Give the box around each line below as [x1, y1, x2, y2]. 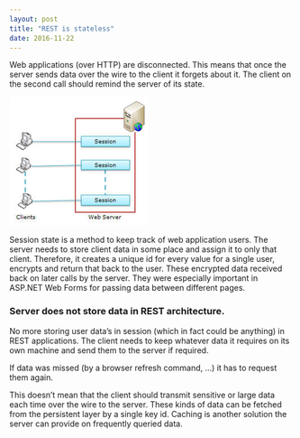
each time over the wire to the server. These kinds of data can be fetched [9, 398, 282, 410]
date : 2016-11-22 [9, 33, 75, 42]
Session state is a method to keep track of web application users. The [9, 235, 268, 246]
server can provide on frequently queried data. [9, 418, 183, 429]
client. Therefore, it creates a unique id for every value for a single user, [9, 254, 275, 265]
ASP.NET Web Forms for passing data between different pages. [9, 283, 246, 294]
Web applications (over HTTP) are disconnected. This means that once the [9, 60, 286, 70]
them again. [9, 371, 54, 383]
